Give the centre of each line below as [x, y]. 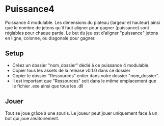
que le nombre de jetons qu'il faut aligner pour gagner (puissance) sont [77, 27]
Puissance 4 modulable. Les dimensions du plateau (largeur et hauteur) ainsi [82, 22]
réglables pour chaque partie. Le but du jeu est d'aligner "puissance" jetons [82, 33]
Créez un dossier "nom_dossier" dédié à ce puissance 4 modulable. [81, 65]
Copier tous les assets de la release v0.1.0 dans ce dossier [71, 70]
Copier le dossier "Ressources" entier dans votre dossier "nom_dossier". [86, 75]
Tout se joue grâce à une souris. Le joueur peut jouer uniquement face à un [81, 113]
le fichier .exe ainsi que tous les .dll [48, 86]
